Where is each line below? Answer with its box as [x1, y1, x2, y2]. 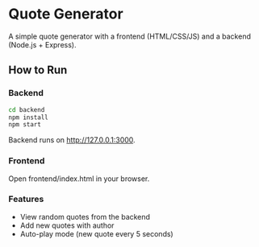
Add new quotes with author [19, 220, 115, 230]
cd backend [8, 105, 45, 113]
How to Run [8, 64, 68, 77]
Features [8, 194, 44, 205]
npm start [8, 121, 42, 129]
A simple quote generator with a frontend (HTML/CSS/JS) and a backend [8, 31, 252, 41]
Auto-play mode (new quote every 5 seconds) [19, 228, 173, 238]
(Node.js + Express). [8, 39, 77, 49]
